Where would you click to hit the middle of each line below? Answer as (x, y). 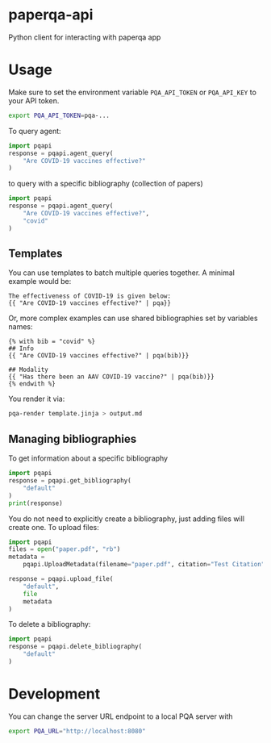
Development (54, 694)
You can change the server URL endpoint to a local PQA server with (121, 716)
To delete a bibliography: (50, 624)
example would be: (40, 282)
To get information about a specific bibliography (88, 458)
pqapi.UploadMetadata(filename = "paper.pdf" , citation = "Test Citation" (144, 565)
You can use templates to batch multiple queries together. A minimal (122, 273)
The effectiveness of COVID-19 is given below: (90, 296)
